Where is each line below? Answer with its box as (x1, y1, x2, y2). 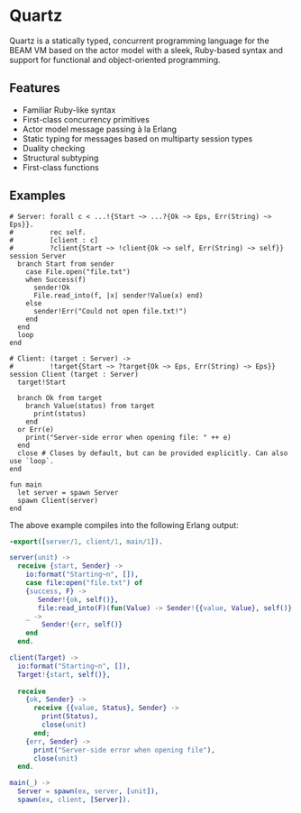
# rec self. (9, 227, 87, 237)
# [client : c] (9, 235, 99, 244)
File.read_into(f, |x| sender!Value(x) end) (32, 290, 204, 300)
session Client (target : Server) (9, 370, 140, 379)
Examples (9, 188, 66, 204)
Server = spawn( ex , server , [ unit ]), (17, 787, 160, 796)
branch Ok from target (17, 393, 103, 402)
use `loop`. (9, 456, 54, 465)
